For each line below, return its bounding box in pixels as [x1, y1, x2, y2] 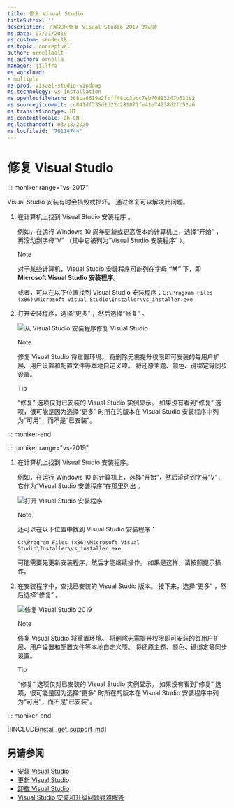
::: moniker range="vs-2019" [7, 444, 89, 452]
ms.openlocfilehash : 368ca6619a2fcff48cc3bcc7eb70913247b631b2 [7, 95, 196, 102]
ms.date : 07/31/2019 [7, 29, 68, 37]
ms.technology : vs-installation [7, 88, 101, 95]
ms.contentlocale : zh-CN [7, 114, 80, 121]
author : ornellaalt [7, 50, 64, 57]
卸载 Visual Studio [17, 785, 70, 793]
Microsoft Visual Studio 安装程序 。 [17, 274, 120, 282]
